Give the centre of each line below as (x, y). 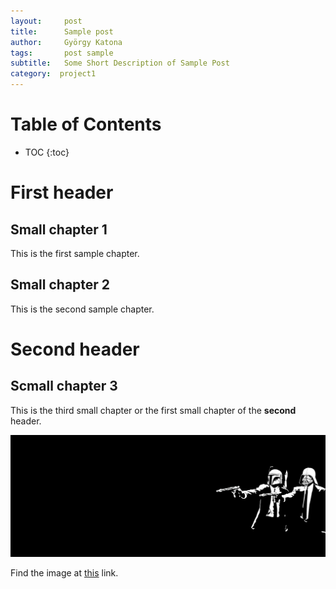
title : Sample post (62, 31)
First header (62, 192)
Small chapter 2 (60, 285)
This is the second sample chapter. (82, 309)
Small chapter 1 (59, 229)
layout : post (46, 21)
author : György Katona (66, 42)
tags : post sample (62, 53)
